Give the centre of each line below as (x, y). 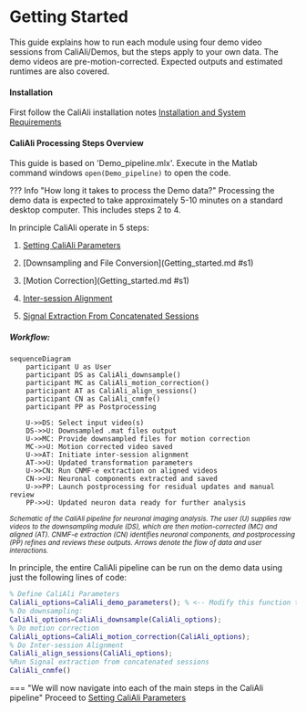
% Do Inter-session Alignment (67, 645)
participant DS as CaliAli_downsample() (103, 375)
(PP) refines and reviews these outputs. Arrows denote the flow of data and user (136, 543)
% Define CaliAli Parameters (65, 594)
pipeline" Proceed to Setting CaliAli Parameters (98, 698)
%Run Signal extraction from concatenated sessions (109, 662)
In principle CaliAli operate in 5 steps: (79, 228)
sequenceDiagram (40, 359)
